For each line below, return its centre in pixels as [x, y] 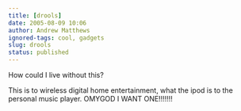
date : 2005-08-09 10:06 [48, 23]
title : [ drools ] [35, 15]
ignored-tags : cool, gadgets [56, 38]
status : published [38, 52]
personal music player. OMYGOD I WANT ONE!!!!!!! [90, 99]
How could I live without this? [56, 75]
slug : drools [30, 45]
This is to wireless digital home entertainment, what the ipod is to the [121, 90]
